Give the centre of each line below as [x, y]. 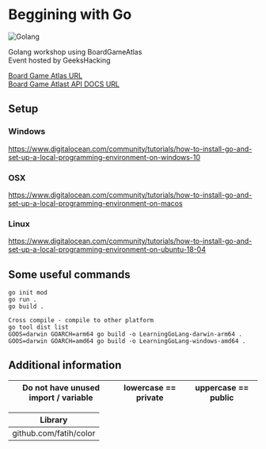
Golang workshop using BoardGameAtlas [75, 51]
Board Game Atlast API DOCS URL [64, 84]
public [222, 398]
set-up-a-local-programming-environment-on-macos [96, 203]
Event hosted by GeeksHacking [59, 60]
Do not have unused [61, 387]
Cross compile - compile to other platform [81, 321]
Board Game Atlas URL [46, 75]
